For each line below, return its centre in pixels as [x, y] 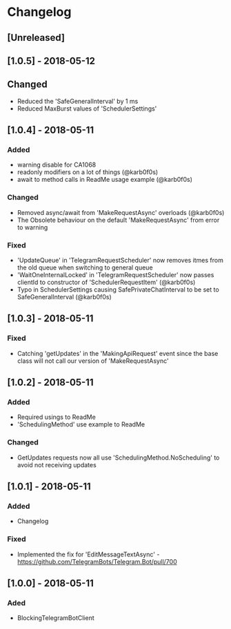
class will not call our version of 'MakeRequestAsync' [93, 361]
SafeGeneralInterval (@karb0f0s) [64, 297]
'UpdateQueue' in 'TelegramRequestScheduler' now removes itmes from [120, 261]
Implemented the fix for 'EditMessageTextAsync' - [88, 554]
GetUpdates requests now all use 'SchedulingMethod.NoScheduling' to [118, 458]
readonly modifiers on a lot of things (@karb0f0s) [88, 172]
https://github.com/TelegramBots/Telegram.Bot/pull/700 [97, 561]
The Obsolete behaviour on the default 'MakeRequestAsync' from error [118, 220]
